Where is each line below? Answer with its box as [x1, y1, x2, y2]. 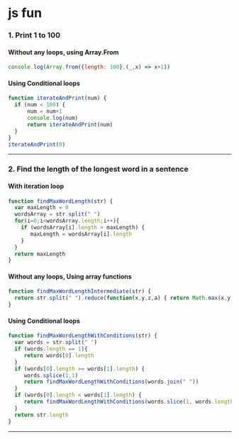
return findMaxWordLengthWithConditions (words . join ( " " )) [23, 378, 199, 386]
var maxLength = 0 [14, 204, 70, 211]
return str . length [14, 411, 70, 418]
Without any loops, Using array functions [8, 272, 132, 281]
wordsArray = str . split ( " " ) [14, 211, 101, 218]
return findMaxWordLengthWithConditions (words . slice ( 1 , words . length [23, 399, 234, 406]
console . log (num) [26, 115, 79, 122]
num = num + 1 [26, 108, 62, 115]
